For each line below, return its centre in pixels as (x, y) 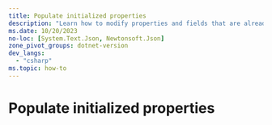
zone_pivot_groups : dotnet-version (68, 46)
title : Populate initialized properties (78, 16)
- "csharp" (34, 61)
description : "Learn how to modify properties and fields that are (125, 23)
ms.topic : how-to (38, 69)
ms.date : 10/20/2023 (43, 31)
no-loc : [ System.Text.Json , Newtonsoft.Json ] (86, 38)
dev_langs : (27, 53)
